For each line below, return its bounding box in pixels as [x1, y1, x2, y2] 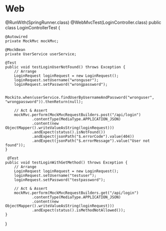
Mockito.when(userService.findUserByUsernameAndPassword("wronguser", [5, 95, 155, 100]
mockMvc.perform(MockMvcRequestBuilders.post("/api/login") [14, 112, 141, 117]
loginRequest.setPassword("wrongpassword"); [14, 82, 108, 87]
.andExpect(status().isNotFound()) [31, 129, 106, 134]
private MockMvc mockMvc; [5, 38, 59, 44]
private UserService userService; [5, 52, 77, 57]
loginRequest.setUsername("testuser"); [14, 173, 97, 178]
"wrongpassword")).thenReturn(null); [5, 99, 83, 104]
